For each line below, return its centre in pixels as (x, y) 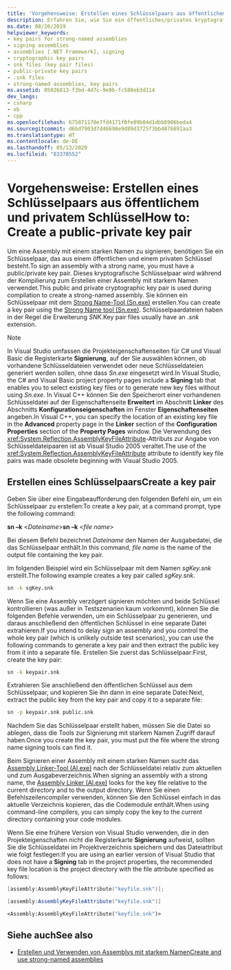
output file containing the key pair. (56, 554)
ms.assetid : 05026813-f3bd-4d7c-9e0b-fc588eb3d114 (81, 90)
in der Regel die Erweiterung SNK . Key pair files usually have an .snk (103, 316)
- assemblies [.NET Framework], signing (66, 52)
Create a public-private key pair (100, 232)
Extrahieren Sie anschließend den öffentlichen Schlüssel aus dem (100, 685)
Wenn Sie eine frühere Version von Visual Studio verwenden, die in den (108, 832)
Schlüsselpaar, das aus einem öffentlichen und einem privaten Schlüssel (110, 258)
